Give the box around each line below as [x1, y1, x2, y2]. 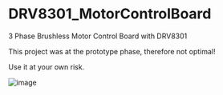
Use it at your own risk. [8, 61, 85, 72]
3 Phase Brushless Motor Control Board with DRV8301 [8, 31, 188, 41]
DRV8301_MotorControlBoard [8, 5, 212, 23]
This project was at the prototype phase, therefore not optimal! [8, 46, 216, 56]
